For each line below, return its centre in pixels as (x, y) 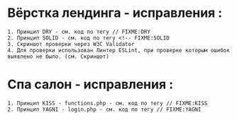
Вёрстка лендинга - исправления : (115, 13)
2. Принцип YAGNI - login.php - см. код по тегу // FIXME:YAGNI (104, 109)
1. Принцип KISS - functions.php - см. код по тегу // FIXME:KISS (108, 103)
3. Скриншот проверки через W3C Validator (71, 44)
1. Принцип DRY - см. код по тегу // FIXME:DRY (79, 32)
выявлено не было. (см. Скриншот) (59, 56)
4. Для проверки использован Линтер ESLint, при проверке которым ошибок (119, 50)
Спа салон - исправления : (90, 84)
